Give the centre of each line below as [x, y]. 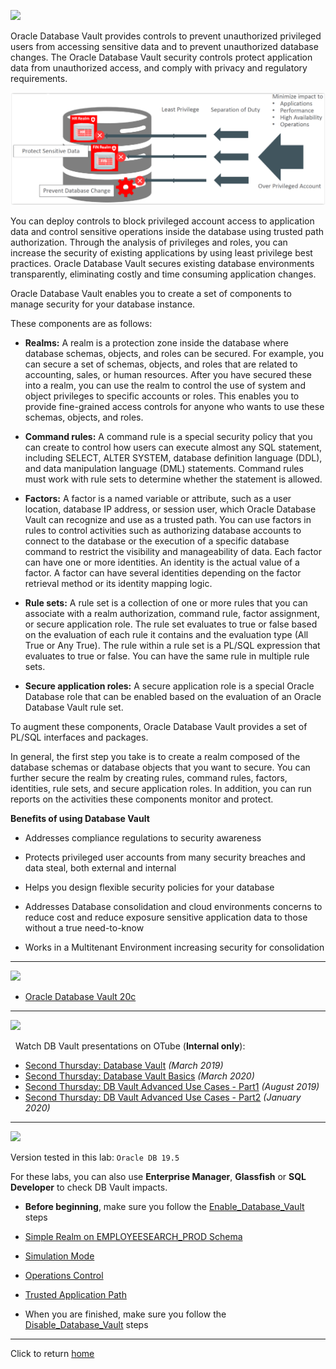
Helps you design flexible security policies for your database [149, 887]
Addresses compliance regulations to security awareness [143, 837]
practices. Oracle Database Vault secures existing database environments [162, 263]
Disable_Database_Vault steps [86, 1324]
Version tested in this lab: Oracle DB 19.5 [95, 1157]
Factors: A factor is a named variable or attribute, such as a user [158, 498]
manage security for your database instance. [103, 304]
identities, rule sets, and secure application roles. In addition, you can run [161, 788]
